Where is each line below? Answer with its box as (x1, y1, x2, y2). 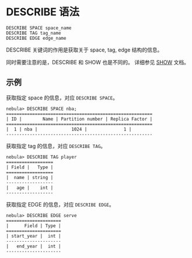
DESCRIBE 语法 (6, 5, 80, 19)
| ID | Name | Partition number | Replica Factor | (6, 116, 153, 122)
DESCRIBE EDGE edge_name (6, 35, 67, 41)
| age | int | (6, 185, 54, 191)
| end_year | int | (6, 243, 61, 249)
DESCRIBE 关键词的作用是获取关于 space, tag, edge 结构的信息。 (6, 46, 163, 53)
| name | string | (6, 174, 54, 180)
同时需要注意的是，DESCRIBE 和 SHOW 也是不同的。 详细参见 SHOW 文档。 (6, 59, 190, 66)
